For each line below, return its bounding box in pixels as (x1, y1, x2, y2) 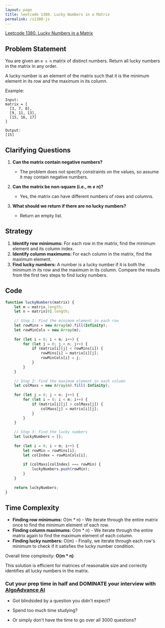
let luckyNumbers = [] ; (14, 434, 64, 439)
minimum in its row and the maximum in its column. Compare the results (12, 267, 160, 273)
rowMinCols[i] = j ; (40, 355, 81, 360)
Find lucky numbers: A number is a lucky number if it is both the (12, 261, 145, 267)
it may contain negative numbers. (19, 174, 88, 180)
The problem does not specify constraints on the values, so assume (19, 169, 159, 174)
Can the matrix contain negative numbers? (12, 159, 103, 165)
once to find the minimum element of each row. (12, 522, 109, 528)
